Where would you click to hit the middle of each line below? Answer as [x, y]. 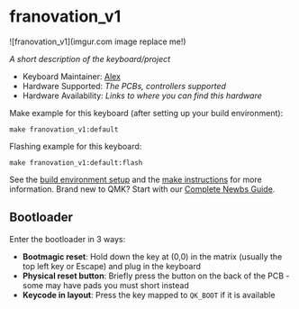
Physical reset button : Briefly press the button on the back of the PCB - [156, 276]
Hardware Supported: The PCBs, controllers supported [124, 86]
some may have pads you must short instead [105, 285]
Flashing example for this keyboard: [76, 146]
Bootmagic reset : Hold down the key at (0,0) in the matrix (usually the [152, 256]
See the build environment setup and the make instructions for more [136, 179]
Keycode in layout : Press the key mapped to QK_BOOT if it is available [149, 295]
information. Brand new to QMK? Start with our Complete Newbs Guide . [142, 189]
